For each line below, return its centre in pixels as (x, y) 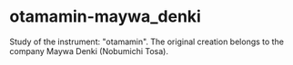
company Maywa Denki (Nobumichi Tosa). (89, 51)
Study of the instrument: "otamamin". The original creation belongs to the (147, 42)
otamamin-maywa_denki (106, 17)
